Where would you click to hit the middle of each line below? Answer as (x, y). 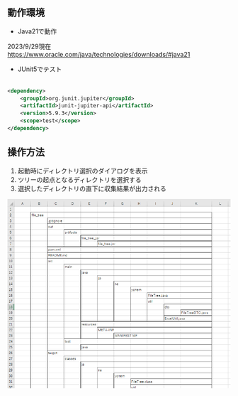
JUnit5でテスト (40, 69)
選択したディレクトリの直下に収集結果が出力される (92, 188)
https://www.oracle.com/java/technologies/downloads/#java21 (99, 54)
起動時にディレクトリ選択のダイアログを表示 (83, 171)
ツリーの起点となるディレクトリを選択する (79, 179)
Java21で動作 (37, 31)
